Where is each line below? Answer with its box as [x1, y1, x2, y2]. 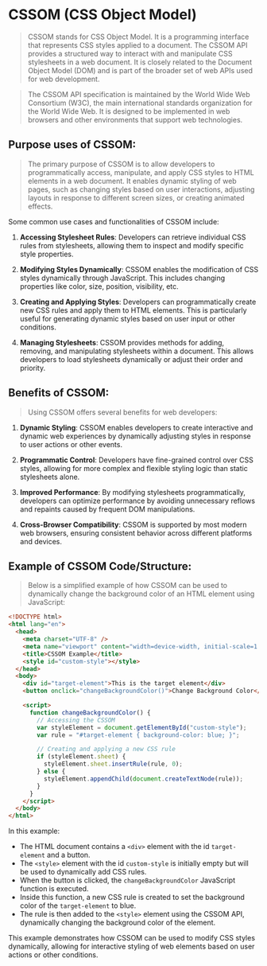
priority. [19, 363, 46, 372]
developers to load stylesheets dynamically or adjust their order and [19, 354, 243, 364]
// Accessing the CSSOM [37, 716, 115, 724]
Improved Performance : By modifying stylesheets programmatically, [19, 487, 246, 497]
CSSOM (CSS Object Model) [8, 6, 197, 24]
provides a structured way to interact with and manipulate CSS [27, 49, 233, 58]
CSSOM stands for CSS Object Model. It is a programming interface [27, 32, 250, 41]
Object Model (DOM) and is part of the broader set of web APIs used [27, 65, 253, 75]
